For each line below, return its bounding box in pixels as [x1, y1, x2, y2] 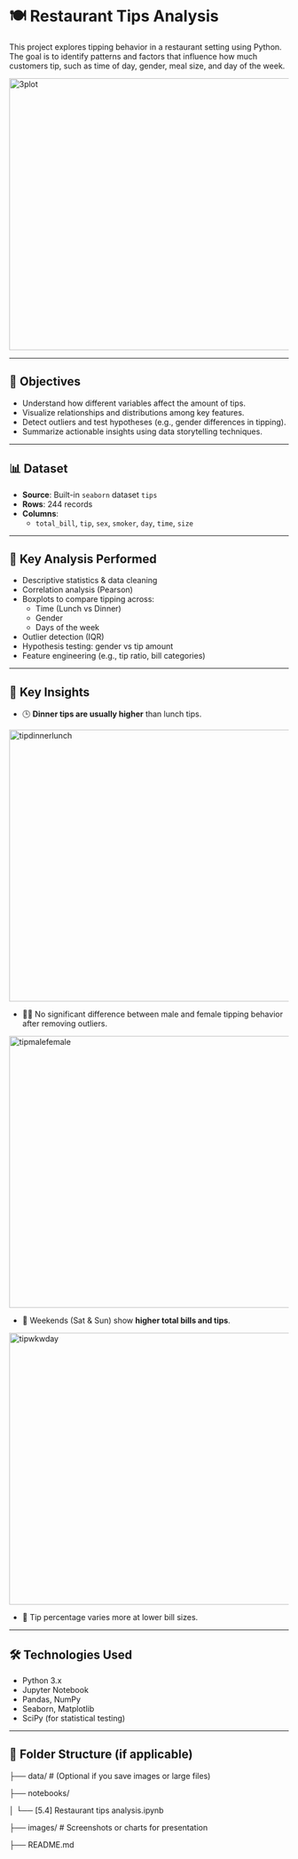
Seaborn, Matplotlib [21, 1704, 95, 1713]
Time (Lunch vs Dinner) [35, 604, 122, 614]
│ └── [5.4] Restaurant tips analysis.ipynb [9, 1805, 164, 1815]
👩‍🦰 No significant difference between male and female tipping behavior [21, 1009, 284, 1020]
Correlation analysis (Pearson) [21, 584, 133, 595]
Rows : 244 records [21, 498, 93, 510]
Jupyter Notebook [21, 1685, 89, 1695]
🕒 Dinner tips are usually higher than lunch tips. [21, 708, 202, 719]
